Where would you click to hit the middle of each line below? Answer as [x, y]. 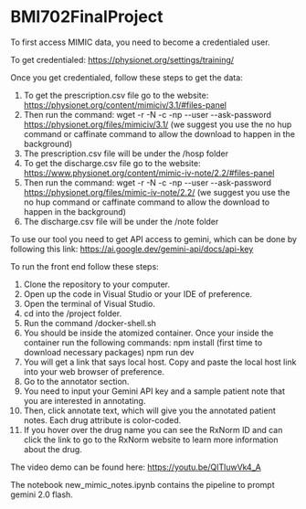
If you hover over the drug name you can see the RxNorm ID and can [153, 429]
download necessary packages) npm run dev [109, 352]
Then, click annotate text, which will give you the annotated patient [150, 410]
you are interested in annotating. [84, 400]
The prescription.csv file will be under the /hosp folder [126, 154]
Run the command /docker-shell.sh [90, 323]
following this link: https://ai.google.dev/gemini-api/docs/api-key [132, 249]
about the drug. [53, 449]
